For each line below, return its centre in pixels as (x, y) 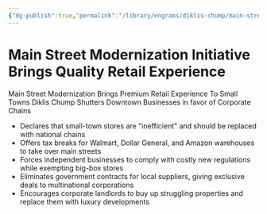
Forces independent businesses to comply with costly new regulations (135, 159)
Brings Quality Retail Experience (117, 71)
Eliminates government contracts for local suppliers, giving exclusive (132, 176)
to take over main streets (60, 151)
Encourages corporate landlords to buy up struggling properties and (132, 193)
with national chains (52, 134)
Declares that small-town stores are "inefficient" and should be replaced (138, 126)
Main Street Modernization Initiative (129, 54)
